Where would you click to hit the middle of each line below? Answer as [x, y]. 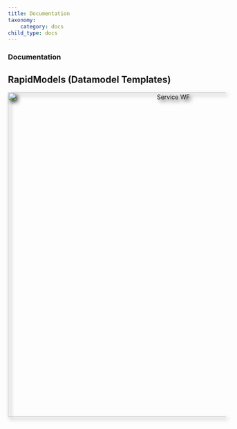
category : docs [42, 26]
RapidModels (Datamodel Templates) [89, 79]
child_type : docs [33, 33]
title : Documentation [39, 13]
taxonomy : [22, 20]
